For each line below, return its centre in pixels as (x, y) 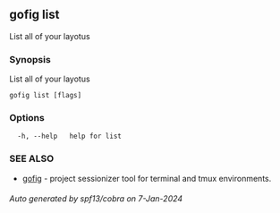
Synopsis (30, 59)
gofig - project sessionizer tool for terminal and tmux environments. (147, 178)
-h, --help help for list (70, 136)
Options (27, 118)
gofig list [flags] (46, 96)
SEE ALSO (32, 158)
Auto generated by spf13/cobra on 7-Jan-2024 (96, 199)
